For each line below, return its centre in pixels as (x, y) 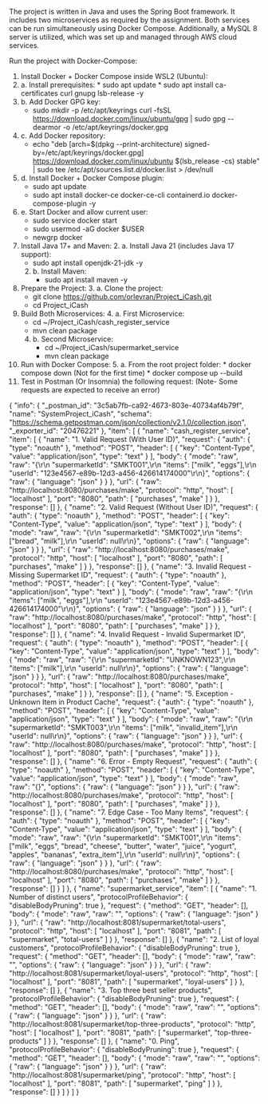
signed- (197, 144)
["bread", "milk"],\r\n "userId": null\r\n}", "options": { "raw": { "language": (129, 541)
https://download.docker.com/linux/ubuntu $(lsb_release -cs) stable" (146, 161)
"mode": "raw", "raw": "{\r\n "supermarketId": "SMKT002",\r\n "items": (126, 532)
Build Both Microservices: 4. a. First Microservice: (102, 313)
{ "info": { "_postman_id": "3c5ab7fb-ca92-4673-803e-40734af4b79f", (126, 405)
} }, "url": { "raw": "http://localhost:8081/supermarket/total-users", (118, 922)
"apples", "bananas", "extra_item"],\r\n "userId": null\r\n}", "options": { (124, 854)
